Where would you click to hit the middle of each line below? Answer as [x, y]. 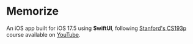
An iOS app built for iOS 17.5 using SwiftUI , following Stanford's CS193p [96, 28]
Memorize [33, 11]
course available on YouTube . [43, 34]
